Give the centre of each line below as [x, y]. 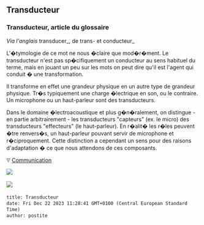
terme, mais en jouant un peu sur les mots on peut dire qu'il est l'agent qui [100, 67]
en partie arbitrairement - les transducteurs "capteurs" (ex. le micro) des [98, 119]
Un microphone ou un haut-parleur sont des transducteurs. [81, 100]
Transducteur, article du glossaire [58, 28]
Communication [32, 160]
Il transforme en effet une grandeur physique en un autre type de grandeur [101, 86]
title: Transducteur [33, 197]
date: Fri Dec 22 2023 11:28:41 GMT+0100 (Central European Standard [97, 203]
